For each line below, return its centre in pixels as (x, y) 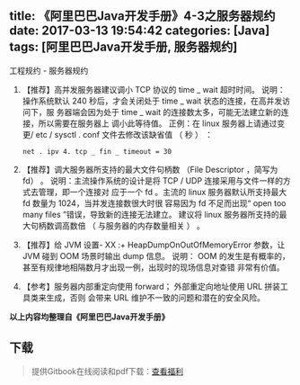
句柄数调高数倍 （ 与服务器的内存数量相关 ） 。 (117, 225)
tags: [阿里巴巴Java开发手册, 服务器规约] (124, 47)
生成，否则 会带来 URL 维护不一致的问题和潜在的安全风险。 (155, 297)
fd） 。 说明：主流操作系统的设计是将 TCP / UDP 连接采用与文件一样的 (153, 180)
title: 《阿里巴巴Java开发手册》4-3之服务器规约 (142, 16)
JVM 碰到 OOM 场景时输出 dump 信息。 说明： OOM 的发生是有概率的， (156, 255)
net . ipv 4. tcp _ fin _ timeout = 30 (97, 151)
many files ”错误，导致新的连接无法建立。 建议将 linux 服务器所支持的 (151, 214)
